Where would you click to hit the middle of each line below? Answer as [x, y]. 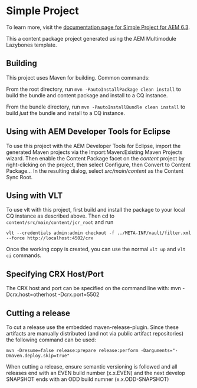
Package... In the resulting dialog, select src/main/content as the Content [95, 171]
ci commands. [24, 255]
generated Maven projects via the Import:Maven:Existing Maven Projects [94, 152]
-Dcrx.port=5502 [79, 295]
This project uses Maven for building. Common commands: [78, 77]
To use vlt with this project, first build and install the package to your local [96, 210]
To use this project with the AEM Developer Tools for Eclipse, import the [93, 146]
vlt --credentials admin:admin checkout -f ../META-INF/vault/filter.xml [99, 233]
